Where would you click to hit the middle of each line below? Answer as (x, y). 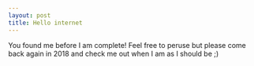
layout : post (30, 15)
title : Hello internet (45, 23)
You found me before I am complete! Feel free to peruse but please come (127, 45)
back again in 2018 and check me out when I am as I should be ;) (114, 53)
